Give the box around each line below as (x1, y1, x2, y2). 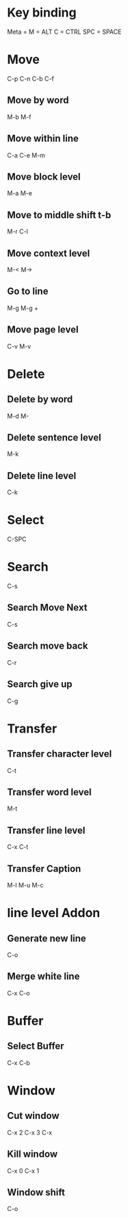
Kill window (7, 1148, 58, 1160)
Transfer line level (7, 824, 86, 836)
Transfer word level (7, 786, 92, 798)
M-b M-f (7, 112, 31, 121)
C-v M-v (7, 342, 31, 350)
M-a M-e (7, 189, 33, 198)
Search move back (7, 640, 88, 652)
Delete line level (7, 470, 77, 481)
